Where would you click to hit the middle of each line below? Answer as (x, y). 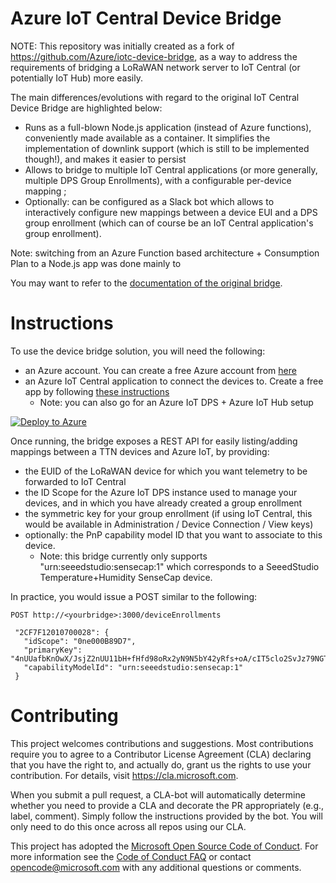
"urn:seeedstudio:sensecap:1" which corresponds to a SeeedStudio (179, 566)
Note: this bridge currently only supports (123, 556)
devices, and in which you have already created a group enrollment (163, 503)
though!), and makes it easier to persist (105, 159)
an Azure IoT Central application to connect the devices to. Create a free (174, 381)
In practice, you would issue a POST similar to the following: (134, 596)
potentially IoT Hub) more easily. (76, 78)
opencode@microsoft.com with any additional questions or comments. (156, 867)
